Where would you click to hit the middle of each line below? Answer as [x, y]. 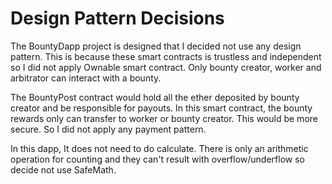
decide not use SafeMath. [63, 169]
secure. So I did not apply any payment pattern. [108, 129]
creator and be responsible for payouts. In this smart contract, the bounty [161, 108]
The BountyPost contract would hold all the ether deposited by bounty [155, 97]
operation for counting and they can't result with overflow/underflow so [157, 159]
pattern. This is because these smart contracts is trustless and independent [166, 56]
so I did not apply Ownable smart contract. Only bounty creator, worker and [166, 67]
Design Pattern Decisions [117, 18]
